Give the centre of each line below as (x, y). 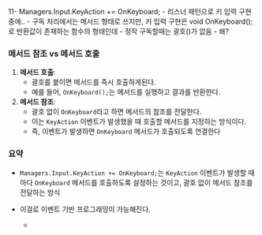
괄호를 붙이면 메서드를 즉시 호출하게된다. (94, 82)
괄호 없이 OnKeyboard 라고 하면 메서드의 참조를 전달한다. (116, 112)
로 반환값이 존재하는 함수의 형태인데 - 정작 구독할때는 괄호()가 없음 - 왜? (119, 31)
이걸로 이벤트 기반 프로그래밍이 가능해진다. (85, 209)
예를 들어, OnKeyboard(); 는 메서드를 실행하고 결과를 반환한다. (126, 92)
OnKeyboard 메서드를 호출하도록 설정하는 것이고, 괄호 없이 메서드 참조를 (144, 182)
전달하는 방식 (40, 192)
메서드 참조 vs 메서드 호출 (54, 54)
